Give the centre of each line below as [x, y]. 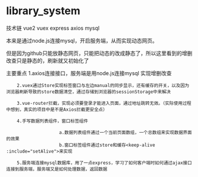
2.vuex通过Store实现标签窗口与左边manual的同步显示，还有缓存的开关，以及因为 [103, 85]
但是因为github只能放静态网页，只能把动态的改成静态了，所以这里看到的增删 [99, 53]
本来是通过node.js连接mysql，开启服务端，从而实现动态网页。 [82, 40]
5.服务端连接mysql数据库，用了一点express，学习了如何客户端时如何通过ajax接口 [104, 163]
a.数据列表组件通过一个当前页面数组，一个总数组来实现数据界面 [125, 132]
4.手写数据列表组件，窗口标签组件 [53, 121]
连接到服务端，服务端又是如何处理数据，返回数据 [57, 169]
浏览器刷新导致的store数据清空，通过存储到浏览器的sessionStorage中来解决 [89, 92]
